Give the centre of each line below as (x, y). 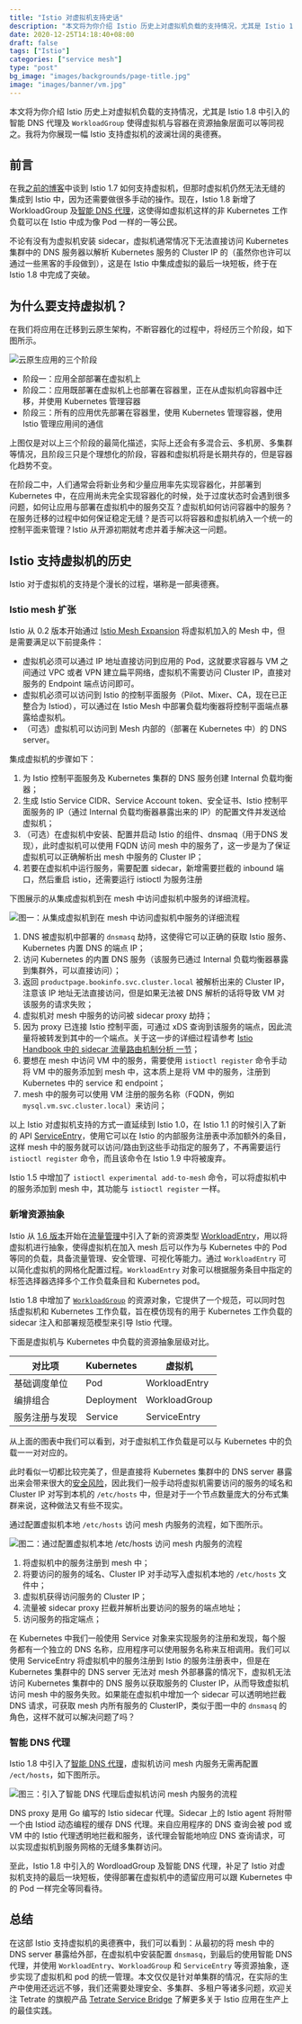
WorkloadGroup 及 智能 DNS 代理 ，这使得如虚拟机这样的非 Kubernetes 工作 (148, 211)
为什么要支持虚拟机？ (68, 306)
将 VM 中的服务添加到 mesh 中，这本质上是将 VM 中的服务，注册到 (147, 1072)
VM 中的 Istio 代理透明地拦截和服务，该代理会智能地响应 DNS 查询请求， (144, 1835)
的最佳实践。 (33, 2010)
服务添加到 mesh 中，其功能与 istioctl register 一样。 (121, 1189)
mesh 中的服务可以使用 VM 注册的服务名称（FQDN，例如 (128, 1094)
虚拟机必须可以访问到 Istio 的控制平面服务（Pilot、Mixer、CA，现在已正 (155, 695)
